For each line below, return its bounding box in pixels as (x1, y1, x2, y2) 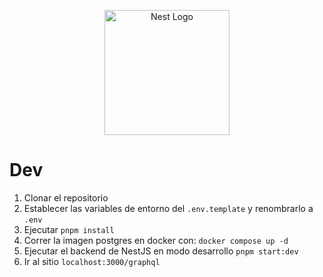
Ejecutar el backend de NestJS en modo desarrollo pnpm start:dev (23, 245, 299, 257)
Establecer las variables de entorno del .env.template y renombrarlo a (23, 202, 314, 214)
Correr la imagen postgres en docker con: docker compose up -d (23, 234, 289, 246)
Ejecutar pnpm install (23, 223, 115, 235)
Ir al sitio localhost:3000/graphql (23, 255, 161, 267)
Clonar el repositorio (23, 191, 109, 204)
